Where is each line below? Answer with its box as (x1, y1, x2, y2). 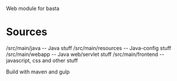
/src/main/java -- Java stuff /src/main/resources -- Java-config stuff (6, 44, 171, 51)
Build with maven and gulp (6, 68, 70, 75)
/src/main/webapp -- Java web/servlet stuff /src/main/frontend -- (6, 51, 165, 58)
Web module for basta (6, 5, 60, 12)
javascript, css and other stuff (6, 57, 78, 64)
